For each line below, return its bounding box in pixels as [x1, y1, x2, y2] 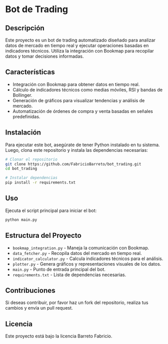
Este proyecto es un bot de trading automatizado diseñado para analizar [5, 37, 156, 43]
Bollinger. [12, 92, 32, 98]
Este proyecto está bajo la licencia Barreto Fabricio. [5, 333, 112, 339]
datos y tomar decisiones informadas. [5, 53, 84, 59]
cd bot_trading [5, 166, 37, 171]
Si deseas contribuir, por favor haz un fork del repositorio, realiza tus [5, 299, 148, 306]
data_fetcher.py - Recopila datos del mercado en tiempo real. [12, 250, 142, 256]
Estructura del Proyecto [5, 231, 82, 240]
